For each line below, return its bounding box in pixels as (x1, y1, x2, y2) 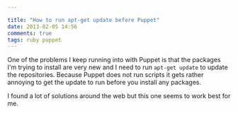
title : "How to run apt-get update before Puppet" (7, 16, 160, 23)
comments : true (7, 30, 52, 37)
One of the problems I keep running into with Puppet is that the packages (7, 56, 221, 64)
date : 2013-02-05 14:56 (7, 23, 78, 30)
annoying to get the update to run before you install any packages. (7, 78, 202, 87)
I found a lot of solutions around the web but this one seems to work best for (7, 92, 231, 100)
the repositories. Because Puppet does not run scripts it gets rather (7, 71, 204, 79)
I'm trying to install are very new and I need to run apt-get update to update (7, 63, 228, 71)
